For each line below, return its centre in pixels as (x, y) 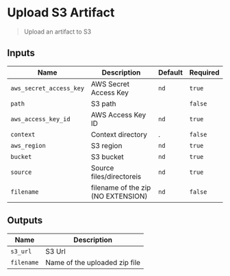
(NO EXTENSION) (119, 196)
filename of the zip (121, 188)
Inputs (21, 53)
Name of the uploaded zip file (93, 262)
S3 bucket (107, 157)
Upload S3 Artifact (61, 13)
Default (171, 72)
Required (204, 72)
